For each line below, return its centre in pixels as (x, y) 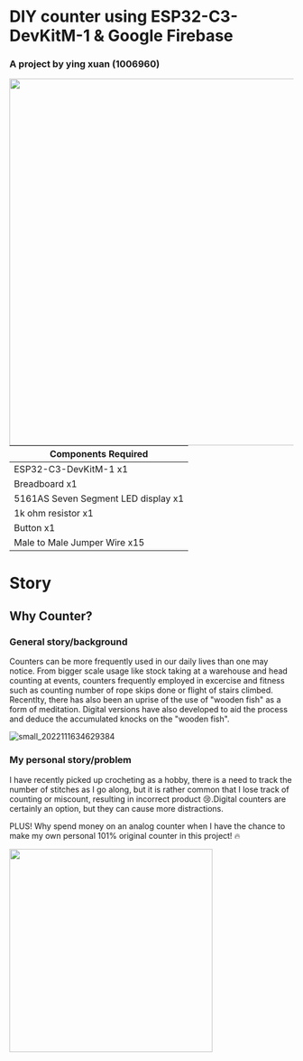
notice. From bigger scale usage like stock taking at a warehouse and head (149, 671)
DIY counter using (78, 17)
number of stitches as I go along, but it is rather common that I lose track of (150, 789)
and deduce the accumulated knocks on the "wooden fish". (119, 719)
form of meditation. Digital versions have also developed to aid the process (149, 710)
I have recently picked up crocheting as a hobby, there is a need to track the (151, 779)
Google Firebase (170, 36)
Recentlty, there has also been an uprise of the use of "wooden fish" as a (145, 700)
